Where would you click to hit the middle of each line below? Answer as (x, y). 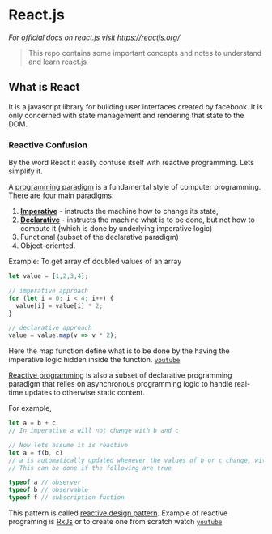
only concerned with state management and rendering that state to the (126, 115)
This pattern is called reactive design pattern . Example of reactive (118, 513)
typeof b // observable (49, 490)
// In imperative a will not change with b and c (94, 431)
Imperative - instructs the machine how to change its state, (119, 211)
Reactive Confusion (48, 145)
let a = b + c (32, 423)
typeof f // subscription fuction (67, 498)
